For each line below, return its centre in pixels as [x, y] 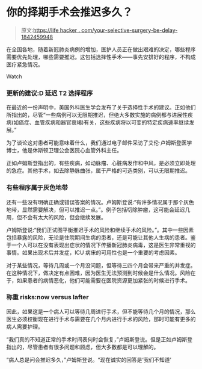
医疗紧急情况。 [25, 64]
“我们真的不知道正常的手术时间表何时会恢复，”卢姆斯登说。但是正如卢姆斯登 [99, 339]
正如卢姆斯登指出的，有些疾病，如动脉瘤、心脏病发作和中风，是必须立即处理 [101, 163]
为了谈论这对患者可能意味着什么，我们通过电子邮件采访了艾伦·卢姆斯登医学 [99, 143]
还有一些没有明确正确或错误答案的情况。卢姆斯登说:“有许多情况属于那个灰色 [100, 202]
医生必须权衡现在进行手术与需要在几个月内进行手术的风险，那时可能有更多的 [101, 319]
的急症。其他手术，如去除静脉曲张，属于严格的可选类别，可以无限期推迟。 [98, 171]
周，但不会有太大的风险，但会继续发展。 [56, 217]
